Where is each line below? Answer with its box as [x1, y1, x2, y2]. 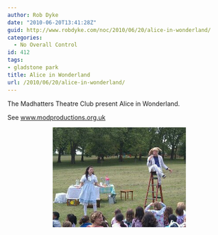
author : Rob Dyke [7, 11, 59, 18]
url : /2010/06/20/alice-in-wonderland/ [7, 79, 126, 86]
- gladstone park [7, 64, 59, 71]
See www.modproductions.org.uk [7, 113, 106, 121]
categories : [7, 34, 43, 41]
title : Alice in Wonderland [7, 71, 91, 78]
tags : [7, 57, 23, 64]
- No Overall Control [13, 41, 78, 49]
